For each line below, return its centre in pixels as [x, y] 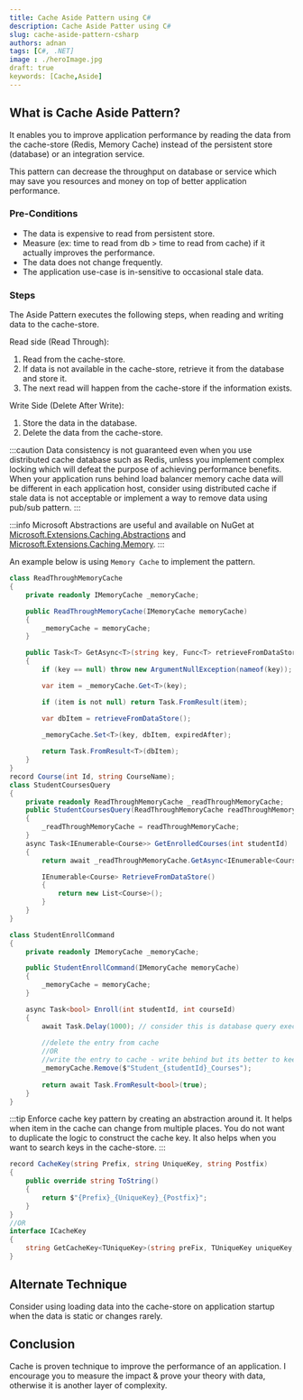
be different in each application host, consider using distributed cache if [143, 489]
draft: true [32, 69]
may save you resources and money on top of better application [128, 180]
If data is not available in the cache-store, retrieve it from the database [153, 369]
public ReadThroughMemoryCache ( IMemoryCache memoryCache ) [137, 611]
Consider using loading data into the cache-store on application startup [142, 1306]
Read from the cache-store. [74, 359]
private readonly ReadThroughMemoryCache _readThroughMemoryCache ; [155, 802]
